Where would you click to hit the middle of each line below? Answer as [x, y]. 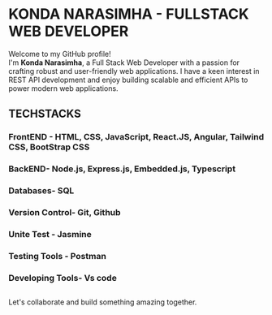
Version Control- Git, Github [65, 213]
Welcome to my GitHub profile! [60, 54]
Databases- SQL [41, 191]
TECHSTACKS [45, 114]
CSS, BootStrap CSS [49, 147]
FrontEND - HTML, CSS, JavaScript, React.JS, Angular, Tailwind [136, 137]
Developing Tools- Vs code [63, 278]
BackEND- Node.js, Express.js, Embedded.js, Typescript [122, 169]
